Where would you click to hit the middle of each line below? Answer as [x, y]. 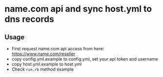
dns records [29, 19]
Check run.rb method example [43, 69]
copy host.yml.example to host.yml [47, 64]
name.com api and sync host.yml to [78, 9]
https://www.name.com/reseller [43, 54]
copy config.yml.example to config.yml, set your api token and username [85, 59]
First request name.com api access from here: [58, 49]
